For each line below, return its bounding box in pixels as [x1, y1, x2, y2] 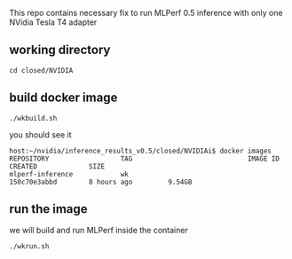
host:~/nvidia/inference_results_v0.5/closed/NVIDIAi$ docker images [9, 146, 272, 155]
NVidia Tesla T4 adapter [9, 17, 98, 27]
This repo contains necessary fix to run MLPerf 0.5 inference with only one [9, 8, 283, 18]
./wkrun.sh [9, 242, 50, 251]
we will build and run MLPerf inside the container [9, 225, 188, 236]
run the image [9, 201, 88, 216]
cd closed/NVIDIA [9, 66, 74, 75]
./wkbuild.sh [9, 114, 58, 122]
